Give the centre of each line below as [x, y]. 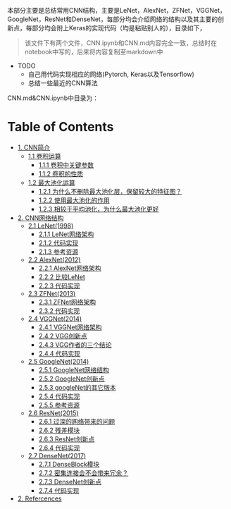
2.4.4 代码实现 [60, 353]
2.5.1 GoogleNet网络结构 [74, 369]
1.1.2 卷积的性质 [61, 173]
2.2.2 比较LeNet [62, 276]
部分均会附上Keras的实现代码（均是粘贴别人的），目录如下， [119, 28]
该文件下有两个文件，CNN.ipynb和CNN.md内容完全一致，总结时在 [120, 43]
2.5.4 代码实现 [59, 396]
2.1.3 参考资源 [58, 252]
